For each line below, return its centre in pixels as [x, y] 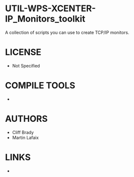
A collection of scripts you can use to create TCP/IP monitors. [67, 32]
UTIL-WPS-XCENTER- [51, 9]
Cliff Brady [23, 132]
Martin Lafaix [25, 137]
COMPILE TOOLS [40, 86]
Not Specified [26, 66]
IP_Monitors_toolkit [45, 19]
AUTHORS [26, 119]
